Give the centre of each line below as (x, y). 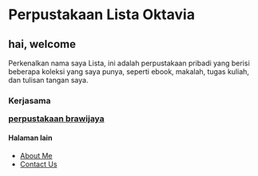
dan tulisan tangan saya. (48, 80)
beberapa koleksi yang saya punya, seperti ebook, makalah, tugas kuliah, (129, 72)
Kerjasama (30, 100)
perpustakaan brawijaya (57, 119)
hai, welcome (42, 44)
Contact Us (38, 164)
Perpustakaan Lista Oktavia (102, 15)
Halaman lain (30, 138)
